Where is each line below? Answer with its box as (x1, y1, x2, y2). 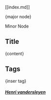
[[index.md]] (5, 4, 30, 10)
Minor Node (5, 23, 29, 29)
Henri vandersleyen (5, 89, 46, 95)
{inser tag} (5, 78, 27, 84)
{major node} (5, 14, 32, 19)
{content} (5, 50, 24, 56)
